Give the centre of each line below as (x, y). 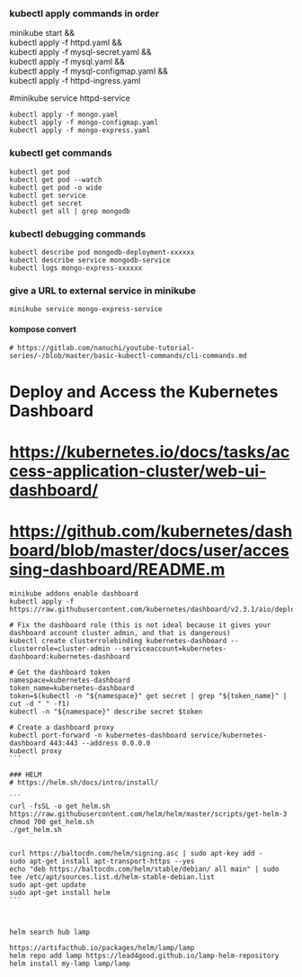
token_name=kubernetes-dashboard (72, 688)
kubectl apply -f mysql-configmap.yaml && (89, 71)
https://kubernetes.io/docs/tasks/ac (150, 452)
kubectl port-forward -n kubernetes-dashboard (98, 735)
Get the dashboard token (64, 672)
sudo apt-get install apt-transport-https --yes (102, 861)
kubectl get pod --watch (56, 179)
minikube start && (42, 33)
